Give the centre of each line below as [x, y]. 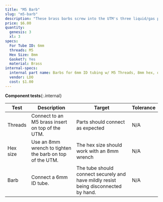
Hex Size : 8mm [24, 55]
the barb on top [49, 154]
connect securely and [101, 174]
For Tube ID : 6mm [27, 46]
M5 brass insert [49, 122]
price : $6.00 [18, 23]
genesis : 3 [20, 32]
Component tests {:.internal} [33, 96]
